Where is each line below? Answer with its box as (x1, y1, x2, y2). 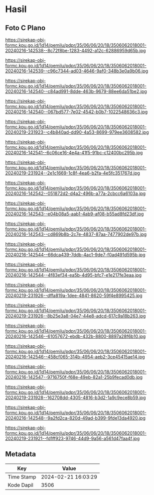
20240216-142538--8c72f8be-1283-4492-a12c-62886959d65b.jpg (5, 48, 146, 53)
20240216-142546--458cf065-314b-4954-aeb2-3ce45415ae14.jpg (5, 354, 145, 360)
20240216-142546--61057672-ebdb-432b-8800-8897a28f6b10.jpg (5, 333, 146, 339)
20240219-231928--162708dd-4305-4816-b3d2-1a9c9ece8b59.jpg (5, 394, 146, 401)
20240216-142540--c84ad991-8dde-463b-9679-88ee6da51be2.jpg (5, 88, 147, 94)
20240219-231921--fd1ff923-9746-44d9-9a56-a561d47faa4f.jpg (5, 436, 140, 441)
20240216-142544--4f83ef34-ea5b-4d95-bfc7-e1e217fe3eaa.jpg (5, 272, 142, 278)
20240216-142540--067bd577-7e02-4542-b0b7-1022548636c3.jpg (5, 109, 148, 115)
